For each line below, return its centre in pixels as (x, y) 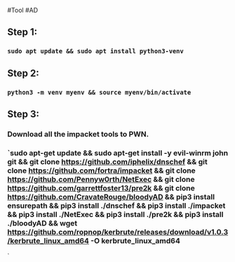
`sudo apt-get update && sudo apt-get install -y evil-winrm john (118, 152)
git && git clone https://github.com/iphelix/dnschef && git (108, 162)
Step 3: (23, 114)
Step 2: (23, 73)
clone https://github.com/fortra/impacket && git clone (102, 170)
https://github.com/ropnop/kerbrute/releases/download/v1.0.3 (118, 232)
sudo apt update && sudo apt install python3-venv (95, 51)
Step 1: (22, 32)
